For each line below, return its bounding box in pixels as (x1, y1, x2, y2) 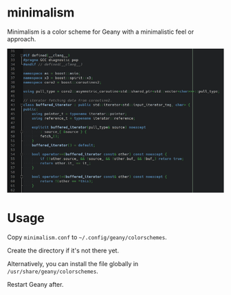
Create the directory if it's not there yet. (7, 246, 119, 254)
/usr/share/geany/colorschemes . (7, 267, 98, 275)
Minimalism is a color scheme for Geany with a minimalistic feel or (7, 28, 195, 36)
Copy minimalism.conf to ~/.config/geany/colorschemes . (7, 232, 167, 241)
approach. (7, 34, 36, 43)
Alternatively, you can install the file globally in (7, 259, 139, 267)
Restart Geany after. (7, 280, 64, 288)
